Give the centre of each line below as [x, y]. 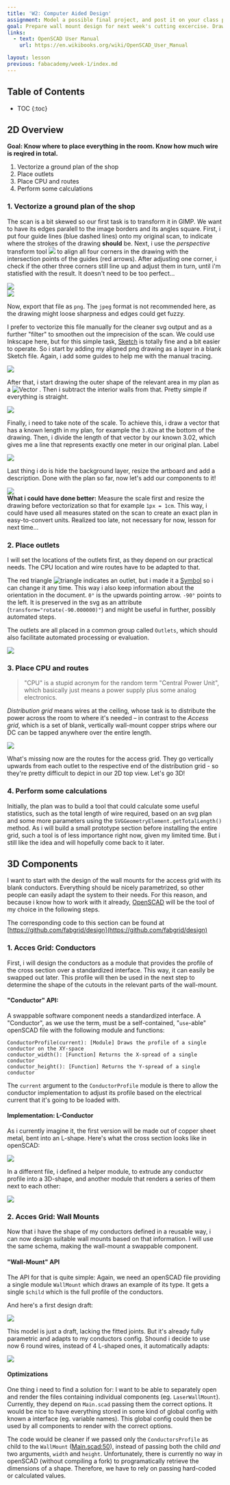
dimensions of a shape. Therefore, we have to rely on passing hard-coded [112, 1468]
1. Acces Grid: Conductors [51, 948]
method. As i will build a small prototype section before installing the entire [112, 828]
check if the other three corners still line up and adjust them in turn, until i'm [114, 266]
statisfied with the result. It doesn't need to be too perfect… [91, 273]
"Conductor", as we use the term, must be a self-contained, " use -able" [107, 1022]
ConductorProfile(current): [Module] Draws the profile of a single [107, 1042]
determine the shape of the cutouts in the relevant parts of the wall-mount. [112, 985]
